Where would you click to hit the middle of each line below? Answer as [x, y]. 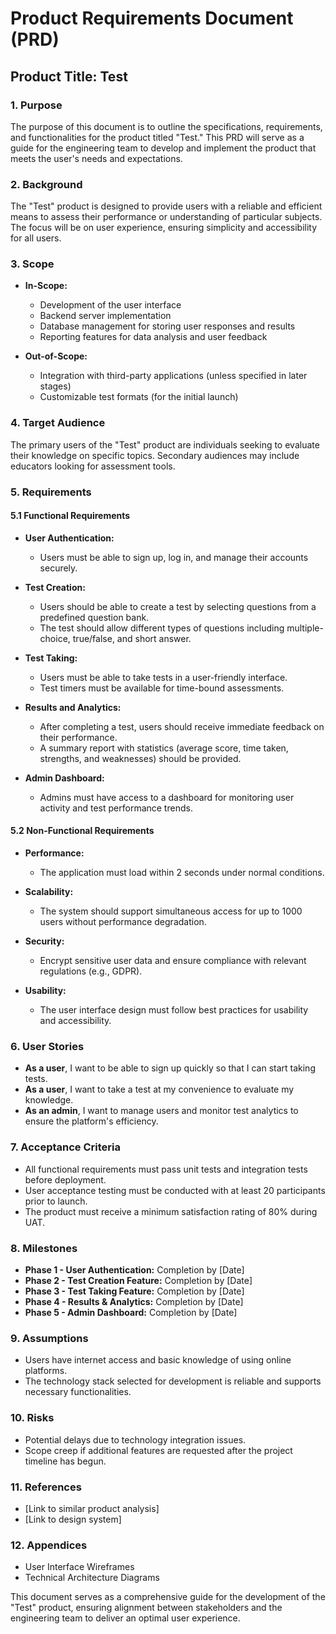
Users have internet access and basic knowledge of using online [158, 1360]
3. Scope [32, 264]
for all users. [36, 238]
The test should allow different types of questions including [162, 628]
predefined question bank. [94, 617]
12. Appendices [49, 1545]
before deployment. [65, 1179]
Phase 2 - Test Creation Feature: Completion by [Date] [138, 1280]
